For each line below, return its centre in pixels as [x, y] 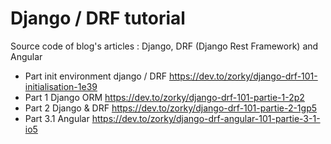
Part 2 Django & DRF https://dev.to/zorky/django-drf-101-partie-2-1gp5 [171, 108]
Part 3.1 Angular [57, 118]
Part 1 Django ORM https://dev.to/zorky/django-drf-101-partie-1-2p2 [164, 97]
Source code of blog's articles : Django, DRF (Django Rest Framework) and [164, 46]
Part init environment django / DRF [95, 76]
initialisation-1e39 [61, 86]
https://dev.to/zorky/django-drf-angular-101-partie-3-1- [206, 118]
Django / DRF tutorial [98, 18]
